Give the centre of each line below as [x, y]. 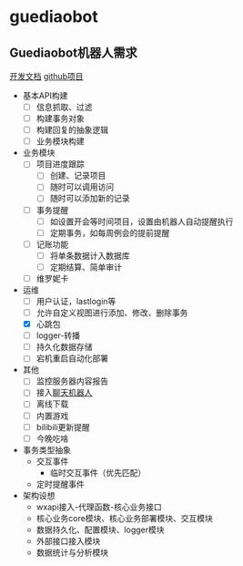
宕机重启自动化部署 [72, 358]
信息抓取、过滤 [64, 107]
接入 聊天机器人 [64, 393]
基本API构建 [45, 96]
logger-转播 [58, 335]
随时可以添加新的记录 [90, 199]
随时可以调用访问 [82, 187]
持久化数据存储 [64, 347]
